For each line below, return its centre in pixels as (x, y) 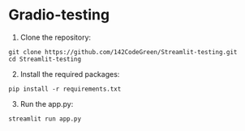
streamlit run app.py (45, 119)
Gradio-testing (59, 15)
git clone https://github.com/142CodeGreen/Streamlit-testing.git (123, 52)
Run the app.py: (47, 104)
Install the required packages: (70, 74)
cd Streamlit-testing (45, 59)
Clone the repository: (56, 37)
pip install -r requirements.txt (65, 89)
